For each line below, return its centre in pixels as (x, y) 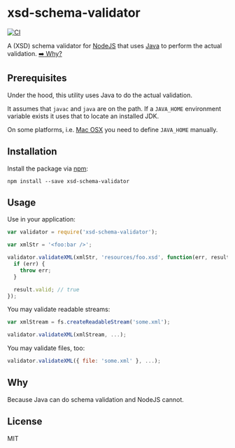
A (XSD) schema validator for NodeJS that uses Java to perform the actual (115, 45)
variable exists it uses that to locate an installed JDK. (83, 116)
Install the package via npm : (48, 168)
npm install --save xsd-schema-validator (69, 181)
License (25, 422)
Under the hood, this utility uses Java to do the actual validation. (100, 95)
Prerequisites (37, 78)
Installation (32, 152)
